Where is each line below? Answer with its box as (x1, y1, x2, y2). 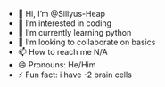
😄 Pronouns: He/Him (17, 59, 96, 70)
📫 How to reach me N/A (17, 47, 109, 57)
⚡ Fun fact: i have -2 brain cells (17, 69, 132, 80)
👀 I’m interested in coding (17, 18, 112, 28)
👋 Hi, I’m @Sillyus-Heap (17, 9, 105, 19)
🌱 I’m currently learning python (17, 28, 132, 37)
